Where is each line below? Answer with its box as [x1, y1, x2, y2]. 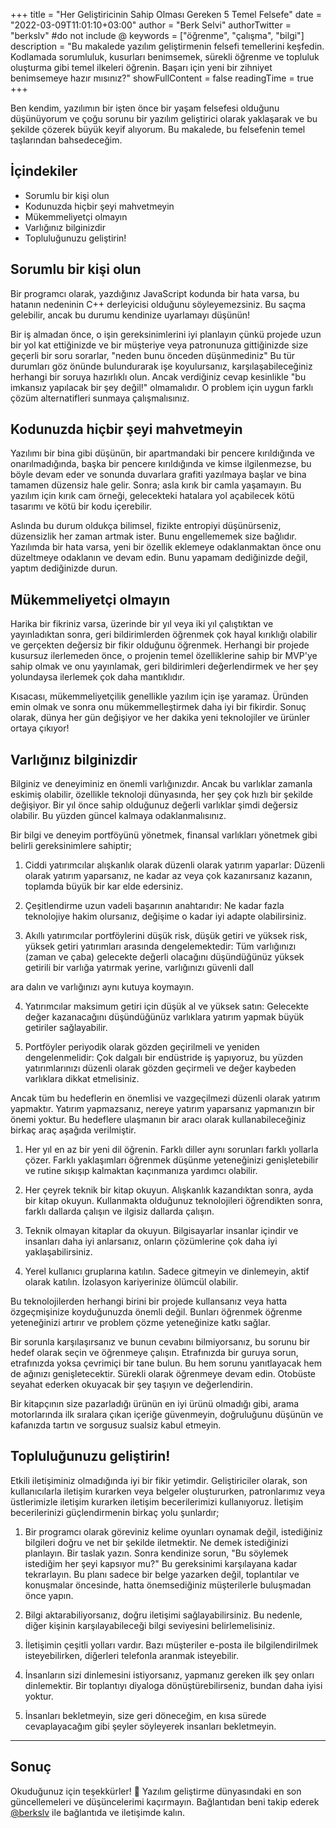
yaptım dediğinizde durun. [10, 562, 118, 574]
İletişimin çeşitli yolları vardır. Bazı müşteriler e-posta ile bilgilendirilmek [24, 1639, 319, 1651]
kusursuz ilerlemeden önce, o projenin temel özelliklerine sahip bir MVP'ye [10, 650, 318, 662]
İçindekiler [10, 163, 78, 180]
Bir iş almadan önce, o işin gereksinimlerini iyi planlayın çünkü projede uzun [10, 328, 322, 340]
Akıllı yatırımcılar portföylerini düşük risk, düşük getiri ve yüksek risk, [24, 930, 308, 942]
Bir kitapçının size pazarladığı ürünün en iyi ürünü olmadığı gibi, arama [10, 1398, 300, 1410]
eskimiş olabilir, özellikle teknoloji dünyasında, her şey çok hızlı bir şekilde [10, 789, 313, 801]
